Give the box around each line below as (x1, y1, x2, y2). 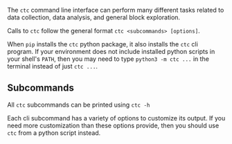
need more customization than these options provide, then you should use (7, 121, 220, 129)
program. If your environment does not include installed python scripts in (7, 48, 215, 55)
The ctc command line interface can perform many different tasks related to (7, 6, 224, 14)
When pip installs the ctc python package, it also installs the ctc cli (7, 40, 199, 48)
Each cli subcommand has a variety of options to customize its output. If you (7, 114, 226, 122)
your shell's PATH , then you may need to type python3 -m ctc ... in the (7, 55, 210, 63)
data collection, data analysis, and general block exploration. (7, 13, 181, 21)
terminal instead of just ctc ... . (7, 62, 98, 70)
